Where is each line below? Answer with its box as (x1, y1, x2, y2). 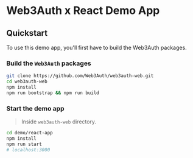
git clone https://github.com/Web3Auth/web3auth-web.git (6, 73, 154, 79)
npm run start (6, 141, 43, 147)
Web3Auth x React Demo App (6, 4, 160, 18)
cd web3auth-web (6, 78, 47, 85)
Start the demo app (6, 104, 65, 112)
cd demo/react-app (6, 130, 53, 136)
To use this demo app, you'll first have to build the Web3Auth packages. (6, 44, 187, 51)
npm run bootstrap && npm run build (6, 89, 99, 96)
